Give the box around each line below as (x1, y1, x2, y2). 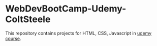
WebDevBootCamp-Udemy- (5, 3, 127, 14)
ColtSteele (5, 13, 51, 25)
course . (5, 35, 21, 41)
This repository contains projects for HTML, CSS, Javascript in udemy (5, 30, 152, 36)
